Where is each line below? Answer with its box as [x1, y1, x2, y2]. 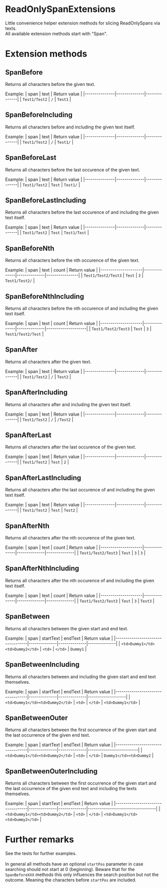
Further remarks [5, 834, 74, 845]
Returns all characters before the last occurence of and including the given [5, 209, 159, 215]
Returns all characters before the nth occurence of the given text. [5, 257, 140, 263]
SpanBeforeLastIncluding [5, 196, 86, 204]
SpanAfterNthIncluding [5, 564, 79, 573]
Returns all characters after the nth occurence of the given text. [5, 535, 136, 541]
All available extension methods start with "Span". [5, 30, 108, 36]
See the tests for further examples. [5, 851, 77, 857]
